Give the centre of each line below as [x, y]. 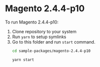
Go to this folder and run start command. [54, 42]
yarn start [23, 60]
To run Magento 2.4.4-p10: [32, 22]
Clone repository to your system [44, 31]
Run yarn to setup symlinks [39, 37]
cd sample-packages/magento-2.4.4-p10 [51, 51]
